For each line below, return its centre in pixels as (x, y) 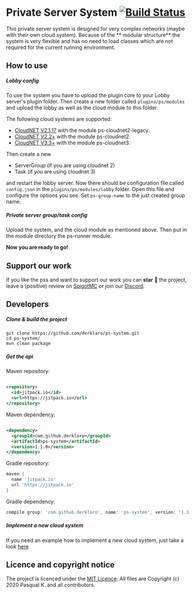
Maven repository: (28, 371)
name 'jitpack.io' (34, 479)
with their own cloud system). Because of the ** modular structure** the (93, 34)
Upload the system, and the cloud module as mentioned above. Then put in (97, 230)
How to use (27, 66)
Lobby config (22, 80)
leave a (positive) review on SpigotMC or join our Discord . (75, 286)
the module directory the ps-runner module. (59, 236)
